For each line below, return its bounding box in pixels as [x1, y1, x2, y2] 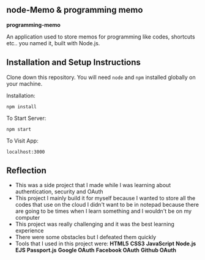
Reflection [6, 165, 47, 176]
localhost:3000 [6, 149, 45, 155]
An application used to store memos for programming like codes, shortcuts [6, 33, 195, 40]
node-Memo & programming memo [6, 5, 143, 15]
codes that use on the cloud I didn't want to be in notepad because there [15, 201, 199, 209]
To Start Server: [6, 114, 47, 122]
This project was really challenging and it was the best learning [15, 220, 174, 228]
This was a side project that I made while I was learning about [15, 182, 171, 189]
